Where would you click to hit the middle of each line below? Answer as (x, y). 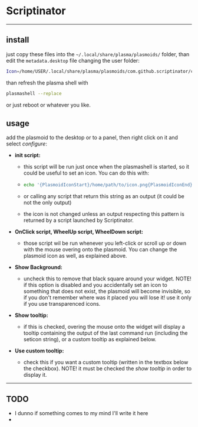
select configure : (27, 144)
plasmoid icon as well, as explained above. (75, 256)
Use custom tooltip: (39, 351)
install (18, 40)
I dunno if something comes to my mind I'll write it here (81, 413)
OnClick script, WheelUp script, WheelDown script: (79, 232)
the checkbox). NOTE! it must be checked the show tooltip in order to (108, 368)
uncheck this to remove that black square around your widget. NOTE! (107, 279)
